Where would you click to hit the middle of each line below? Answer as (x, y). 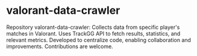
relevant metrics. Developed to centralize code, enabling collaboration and (99, 40)
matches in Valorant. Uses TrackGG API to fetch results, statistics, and (93, 33)
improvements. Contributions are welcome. (60, 46)
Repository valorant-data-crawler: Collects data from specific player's (93, 27)
